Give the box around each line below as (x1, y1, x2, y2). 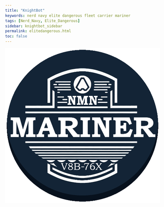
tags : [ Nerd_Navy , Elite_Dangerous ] (5, 18, 80, 23)
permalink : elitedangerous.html (5, 29, 71, 34)
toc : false (5, 34, 27, 39)
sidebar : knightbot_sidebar (5, 24, 63, 29)
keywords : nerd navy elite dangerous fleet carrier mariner (5, 13, 131, 18)
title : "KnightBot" (5, 8, 45, 13)
